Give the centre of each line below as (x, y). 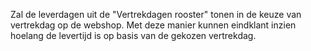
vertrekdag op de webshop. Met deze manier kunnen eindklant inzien (153, 25)
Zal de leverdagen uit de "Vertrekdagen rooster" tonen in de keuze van (156, 14)
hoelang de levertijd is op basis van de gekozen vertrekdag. (133, 35)
